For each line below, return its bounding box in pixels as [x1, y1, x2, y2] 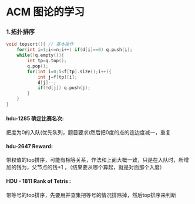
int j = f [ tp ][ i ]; [37, 74, 78, 80]
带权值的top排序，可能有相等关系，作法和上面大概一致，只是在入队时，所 [6, 157, 184, 164]
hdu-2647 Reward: [6, 142, 53, 149]
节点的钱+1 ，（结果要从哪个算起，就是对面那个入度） [36, 164, 165, 171]
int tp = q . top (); [27, 58, 67, 64]
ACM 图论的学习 [6, 5, 85, 19]
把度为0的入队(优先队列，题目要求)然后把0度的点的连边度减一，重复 [6, 129, 171, 136]
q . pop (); [27, 63, 49, 69]
